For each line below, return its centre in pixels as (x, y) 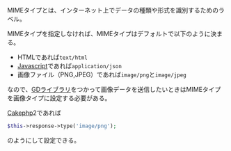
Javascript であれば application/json (69, 66)
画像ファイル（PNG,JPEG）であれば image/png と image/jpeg (102, 74)
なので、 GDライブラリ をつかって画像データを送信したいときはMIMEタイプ (114, 89)
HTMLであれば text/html (53, 57)
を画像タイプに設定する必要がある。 (59, 98)
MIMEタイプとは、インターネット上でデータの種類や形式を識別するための (113, 10)
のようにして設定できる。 (44, 140)
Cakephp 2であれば (34, 113)
